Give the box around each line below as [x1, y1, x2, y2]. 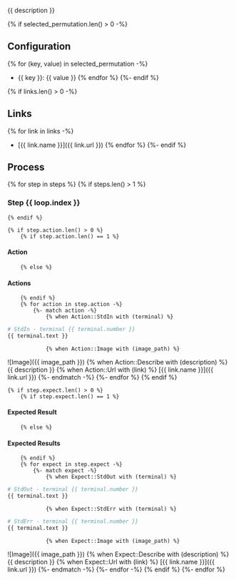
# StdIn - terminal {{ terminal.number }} [7, 326, 135, 333]
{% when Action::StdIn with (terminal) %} [45, 313, 174, 320]
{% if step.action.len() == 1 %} [20, 233, 120, 240]
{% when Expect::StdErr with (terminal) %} [45, 506, 177, 513]
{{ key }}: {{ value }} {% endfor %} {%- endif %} [17, 73, 159, 81]
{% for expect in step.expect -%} [20, 461, 123, 468]
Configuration [7, 41, 71, 53]
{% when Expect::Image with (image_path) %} [45, 537, 180, 544]
